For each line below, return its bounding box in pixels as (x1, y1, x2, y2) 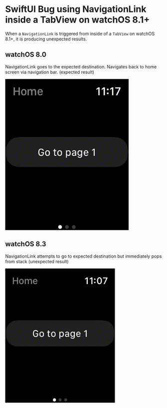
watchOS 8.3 (5, 240, 46, 248)
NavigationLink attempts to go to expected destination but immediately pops (5, 253, 162, 259)
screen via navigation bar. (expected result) (5, 69, 95, 75)
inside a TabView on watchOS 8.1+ (5, 14, 150, 25)
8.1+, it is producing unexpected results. (5, 36, 87, 42)
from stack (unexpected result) (5, 258, 69, 264)
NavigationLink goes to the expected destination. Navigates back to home (5, 63, 157, 69)
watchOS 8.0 (5, 50, 46, 59)
